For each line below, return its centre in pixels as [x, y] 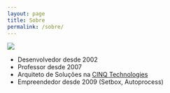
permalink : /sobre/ [36, 27]
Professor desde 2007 [50, 67]
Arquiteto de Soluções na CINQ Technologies [83, 75]
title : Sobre [26, 20]
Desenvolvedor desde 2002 [57, 59]
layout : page [26, 14]
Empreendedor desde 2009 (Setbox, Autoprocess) [91, 82]
